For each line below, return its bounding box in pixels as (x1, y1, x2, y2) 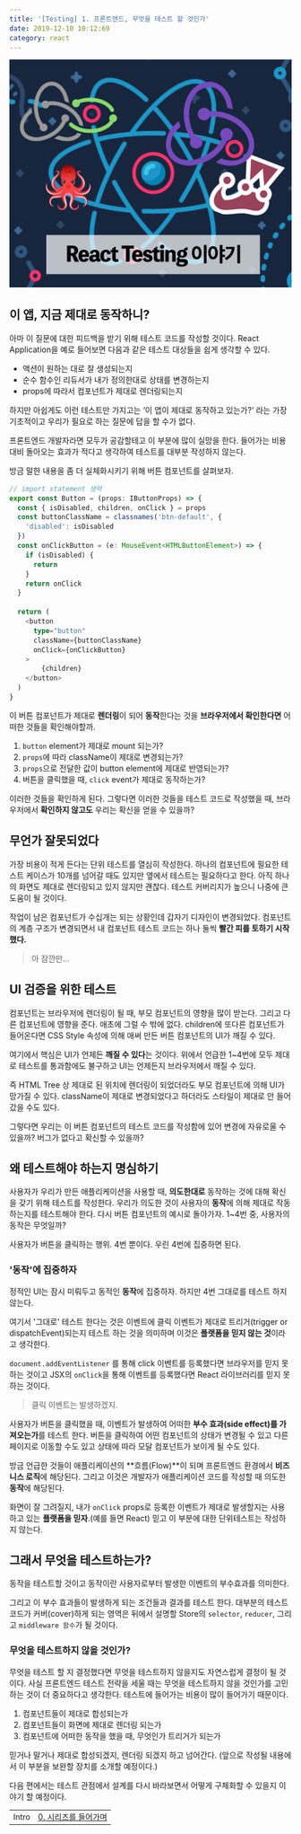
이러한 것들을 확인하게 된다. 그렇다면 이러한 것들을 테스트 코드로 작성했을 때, (9, 793, 275, 804)
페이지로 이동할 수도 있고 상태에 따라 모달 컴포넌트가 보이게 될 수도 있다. (9, 1441, 260, 1451)
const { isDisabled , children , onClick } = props (17, 503, 206, 512)
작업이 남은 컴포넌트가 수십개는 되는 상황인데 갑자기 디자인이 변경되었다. (9, 912, 261, 922)
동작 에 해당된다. (9, 1482, 65, 1493)
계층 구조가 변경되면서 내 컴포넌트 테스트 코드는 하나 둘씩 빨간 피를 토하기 (18, 922, 274, 933)
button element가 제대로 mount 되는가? (21, 740, 164, 751)
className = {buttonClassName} (32, 636, 142, 645)
